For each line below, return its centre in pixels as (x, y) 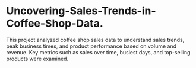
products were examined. (37, 59)
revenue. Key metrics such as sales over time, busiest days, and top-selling (98, 52)
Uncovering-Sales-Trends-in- (81, 11)
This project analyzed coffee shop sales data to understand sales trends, (95, 40)
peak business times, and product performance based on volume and (91, 46)
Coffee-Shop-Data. (55, 23)
